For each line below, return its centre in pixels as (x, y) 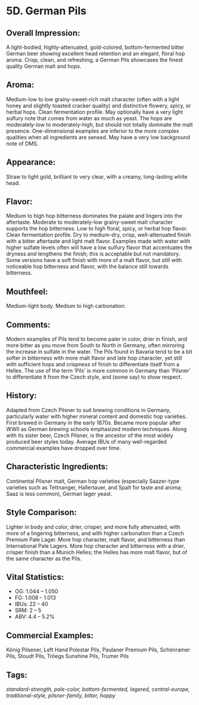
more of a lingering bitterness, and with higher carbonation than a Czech (95, 533)
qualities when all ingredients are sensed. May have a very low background (98, 137)
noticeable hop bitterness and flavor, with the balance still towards (87, 267)
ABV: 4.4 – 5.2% (35, 617)
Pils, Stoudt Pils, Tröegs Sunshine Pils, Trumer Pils (67, 656)
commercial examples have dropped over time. (64, 448)
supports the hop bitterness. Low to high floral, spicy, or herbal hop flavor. (97, 229)
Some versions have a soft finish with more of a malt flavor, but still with (94, 260)
